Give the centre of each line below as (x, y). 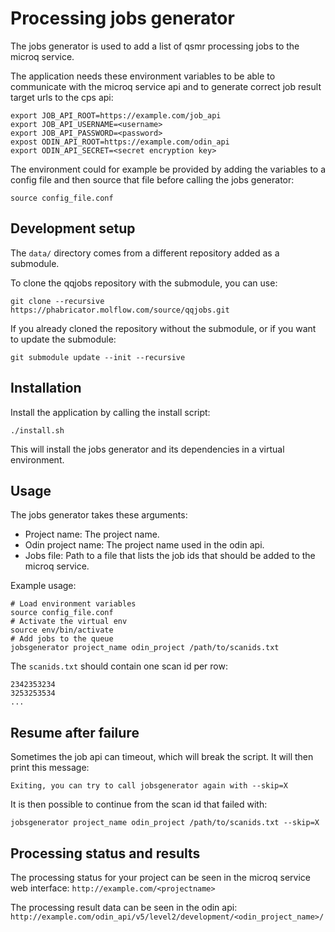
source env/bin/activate (62, 630)
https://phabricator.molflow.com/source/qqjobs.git (120, 310)
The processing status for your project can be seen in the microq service (160, 877)
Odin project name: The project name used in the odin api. (144, 545)
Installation (46, 388)
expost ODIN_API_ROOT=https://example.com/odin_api (120, 142)
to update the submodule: (63, 339)
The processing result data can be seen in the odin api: (124, 907)
